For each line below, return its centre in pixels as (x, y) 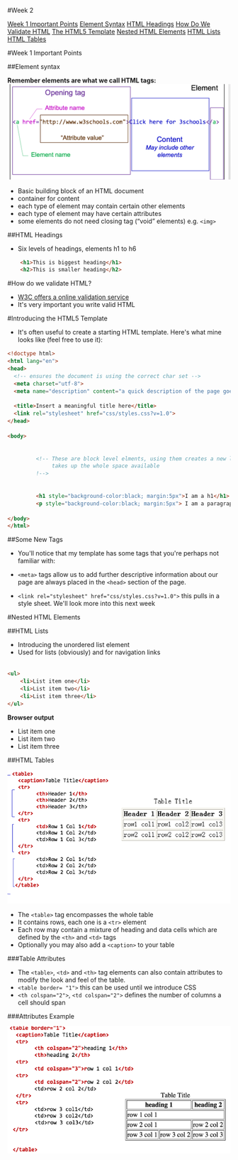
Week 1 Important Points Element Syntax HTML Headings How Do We (109, 24)
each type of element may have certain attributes (89, 213)
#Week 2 (21, 10)
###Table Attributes (36, 959)
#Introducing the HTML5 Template (57, 318)
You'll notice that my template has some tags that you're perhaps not (118, 553)
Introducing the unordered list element (73, 645)
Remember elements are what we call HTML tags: (82, 80)
